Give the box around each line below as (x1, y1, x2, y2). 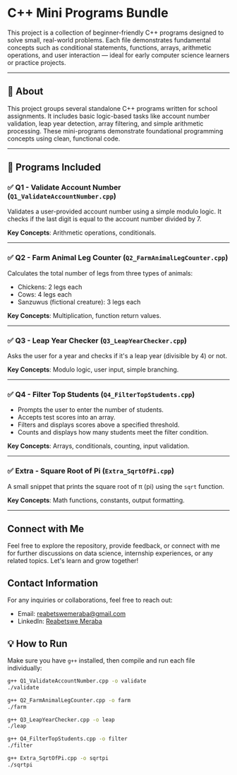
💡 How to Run (7, 637, 68, 649)
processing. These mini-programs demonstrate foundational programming (7, 126, 224, 135)
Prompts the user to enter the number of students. (17, 406, 164, 414)
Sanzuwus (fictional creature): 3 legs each (17, 297, 141, 306)
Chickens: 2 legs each (17, 283, 83, 291)
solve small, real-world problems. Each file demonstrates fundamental (7, 35, 211, 44)
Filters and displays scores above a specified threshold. (17, 420, 180, 429)
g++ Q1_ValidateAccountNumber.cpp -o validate (7, 678, 147, 685)
